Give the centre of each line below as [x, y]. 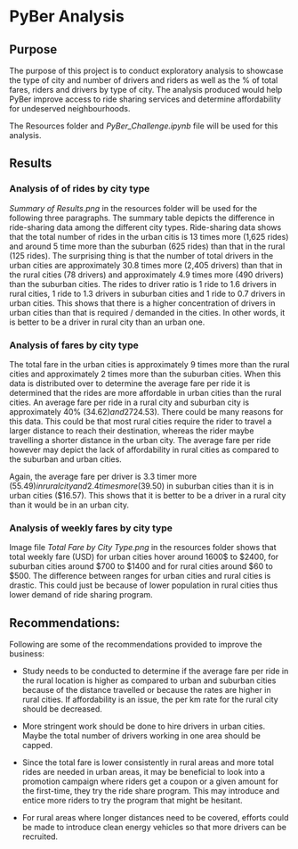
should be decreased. [62, 709]
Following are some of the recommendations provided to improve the [136, 645]
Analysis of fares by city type [74, 345]
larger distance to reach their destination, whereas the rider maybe [132, 431]
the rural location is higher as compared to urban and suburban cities [149, 680]
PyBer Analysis [67, 16]
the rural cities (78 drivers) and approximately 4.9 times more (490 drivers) [147, 275]
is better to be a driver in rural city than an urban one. [107, 322]
